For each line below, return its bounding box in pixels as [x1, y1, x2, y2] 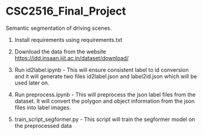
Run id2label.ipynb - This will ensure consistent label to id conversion [14, 66, 189, 74]
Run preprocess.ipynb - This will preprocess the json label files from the [14, 91, 196, 98]
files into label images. [14, 103, 71, 111]
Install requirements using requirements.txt [14, 36, 123, 43]
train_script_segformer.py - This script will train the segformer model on [14, 116, 196, 123]
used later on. [14, 79, 49, 86]
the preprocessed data [14, 122, 73, 129]
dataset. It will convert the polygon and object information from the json [14, 97, 195, 105]
